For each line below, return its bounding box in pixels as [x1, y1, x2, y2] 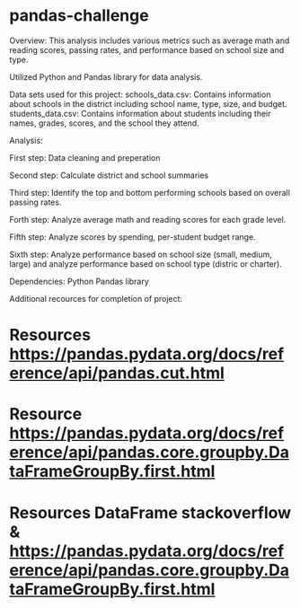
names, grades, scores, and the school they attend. [9, 118, 199, 128]
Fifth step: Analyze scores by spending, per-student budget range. [9, 231, 256, 242]
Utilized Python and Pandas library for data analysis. [9, 71, 203, 82]
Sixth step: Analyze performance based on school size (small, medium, [9, 249, 272, 260]
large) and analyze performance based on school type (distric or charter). [9, 258, 283, 269]
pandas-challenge [9, 5, 150, 26]
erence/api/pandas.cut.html [9, 363, 225, 383]
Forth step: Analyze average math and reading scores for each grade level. [9, 214, 287, 225]
